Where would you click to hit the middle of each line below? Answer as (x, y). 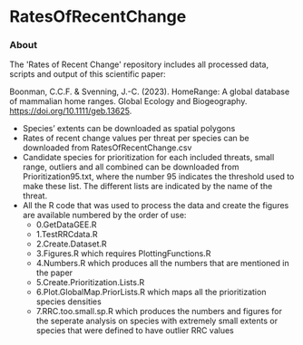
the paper (54, 273)
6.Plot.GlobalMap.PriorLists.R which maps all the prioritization (151, 292)
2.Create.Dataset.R (71, 244)
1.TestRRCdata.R (67, 235)
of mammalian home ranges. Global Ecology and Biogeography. (128, 101)
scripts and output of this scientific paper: (88, 74)
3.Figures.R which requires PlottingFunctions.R (123, 254)
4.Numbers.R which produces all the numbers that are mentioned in (162, 264)
